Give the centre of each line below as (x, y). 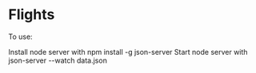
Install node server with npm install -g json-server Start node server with (128, 52)
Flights (32, 15)
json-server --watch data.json (58, 60)
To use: (21, 36)
